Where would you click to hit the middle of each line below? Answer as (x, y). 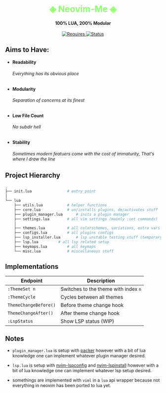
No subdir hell (26, 127)
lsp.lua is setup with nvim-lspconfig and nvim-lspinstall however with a (85, 365)
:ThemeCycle (22, 297)
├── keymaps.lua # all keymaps (55, 246)
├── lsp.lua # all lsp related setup (62, 242)
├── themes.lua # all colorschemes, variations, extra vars (87, 228)
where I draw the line (34, 159)
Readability (24, 62)
